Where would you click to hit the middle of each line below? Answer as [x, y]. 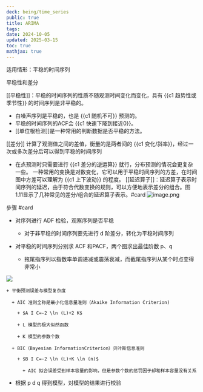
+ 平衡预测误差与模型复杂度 [36, 291]
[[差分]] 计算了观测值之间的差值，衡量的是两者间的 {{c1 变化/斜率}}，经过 [98, 144]
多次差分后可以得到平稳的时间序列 [59, 151]
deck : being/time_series [38, 12]
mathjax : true [24, 52]
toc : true [19, 46]
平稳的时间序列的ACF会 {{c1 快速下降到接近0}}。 [76, 123]
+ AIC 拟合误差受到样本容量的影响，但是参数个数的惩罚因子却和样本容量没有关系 [109, 371]
